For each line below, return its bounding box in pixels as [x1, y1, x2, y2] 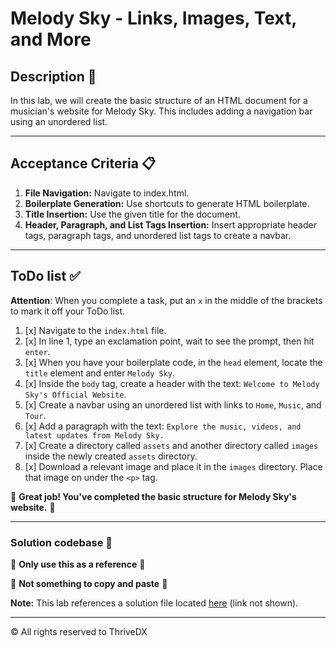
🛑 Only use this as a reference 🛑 [10, 558, 146, 570]
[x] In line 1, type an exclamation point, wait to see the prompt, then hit [24, 335, 315, 347]
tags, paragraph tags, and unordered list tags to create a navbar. [24, 229, 292, 241]
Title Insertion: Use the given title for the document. [24, 208, 241, 220]
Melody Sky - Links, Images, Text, [10, 7, 297, 30]
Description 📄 [10, 68, 97, 85]
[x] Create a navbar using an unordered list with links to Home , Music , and [24, 398, 322, 411]
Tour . [24, 409, 47, 421]
